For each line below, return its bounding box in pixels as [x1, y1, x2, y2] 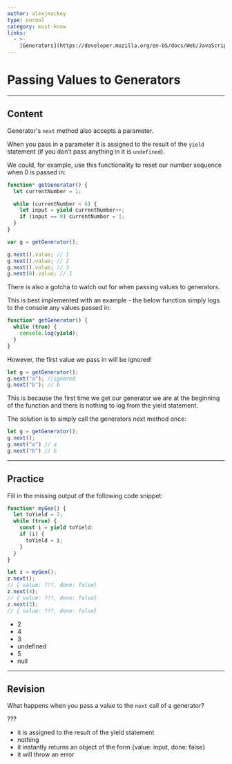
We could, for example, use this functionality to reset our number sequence [7, 161, 222, 169]
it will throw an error [17, 750, 75, 758]
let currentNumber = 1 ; [13, 188, 81, 194]
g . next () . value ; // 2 [7, 257, 70, 264]
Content [7, 108, 43, 120]
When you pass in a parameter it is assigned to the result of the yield [7, 140, 205, 148]
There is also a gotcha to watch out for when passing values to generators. [7, 283, 221, 291]
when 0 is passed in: [7, 167, 66, 176]
